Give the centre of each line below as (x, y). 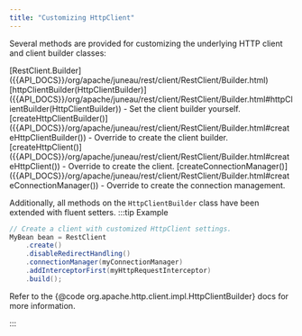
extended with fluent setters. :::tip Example (89, 212)
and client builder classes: (58, 53)
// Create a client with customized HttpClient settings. (120, 229)
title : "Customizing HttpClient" (72, 18)
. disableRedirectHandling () (78, 254)
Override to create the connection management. (196, 185)
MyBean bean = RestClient (58, 237)
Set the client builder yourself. (185, 108)
